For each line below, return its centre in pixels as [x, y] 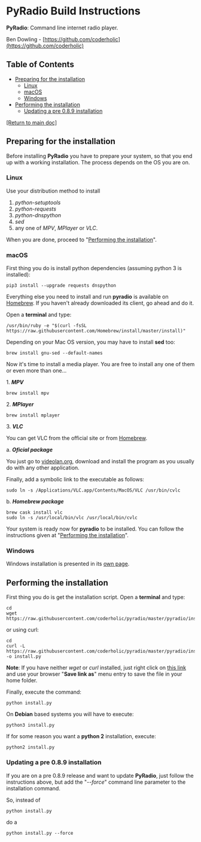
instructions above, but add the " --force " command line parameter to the [96, 782]
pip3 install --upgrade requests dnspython [61, 286]
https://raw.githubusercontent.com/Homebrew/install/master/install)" [96, 331]
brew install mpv [28, 393]
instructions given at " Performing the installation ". [67, 535]
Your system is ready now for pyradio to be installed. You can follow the [95, 529]
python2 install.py [31, 747]
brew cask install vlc [34, 513]
